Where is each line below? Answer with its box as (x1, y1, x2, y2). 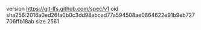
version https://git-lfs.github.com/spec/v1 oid (6, 5, 119, 12)
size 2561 (35, 18, 59, 25)
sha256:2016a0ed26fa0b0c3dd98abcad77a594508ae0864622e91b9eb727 (6, 11, 195, 19)
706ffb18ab (6, 18, 34, 25)
